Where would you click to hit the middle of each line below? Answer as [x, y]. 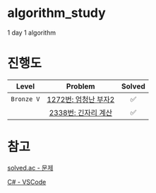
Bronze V [25, 99]
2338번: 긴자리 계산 [81, 112]
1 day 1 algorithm [32, 33]
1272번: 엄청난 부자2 [81, 99]
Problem [80, 86]
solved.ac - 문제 [30, 168]
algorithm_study [56, 13]
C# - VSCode [27, 182]
